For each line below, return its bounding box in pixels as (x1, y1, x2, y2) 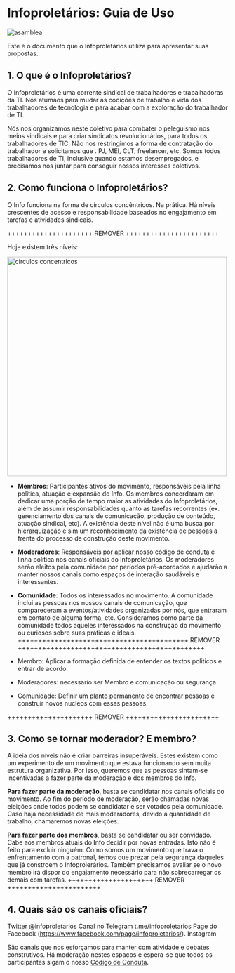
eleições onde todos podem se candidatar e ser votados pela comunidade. (7, 802, 224, 811)
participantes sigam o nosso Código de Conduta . (7, 958, 149, 967)
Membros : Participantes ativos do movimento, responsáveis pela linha (17, 482, 221, 490)
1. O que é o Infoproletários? (7, 69, 132, 81)
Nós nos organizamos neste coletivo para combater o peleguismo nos (7, 124, 210, 133)
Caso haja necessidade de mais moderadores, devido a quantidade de (7, 809, 211, 819)
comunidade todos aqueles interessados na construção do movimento (17, 621, 222, 629)
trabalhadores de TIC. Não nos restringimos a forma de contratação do (7, 139, 213, 147)
